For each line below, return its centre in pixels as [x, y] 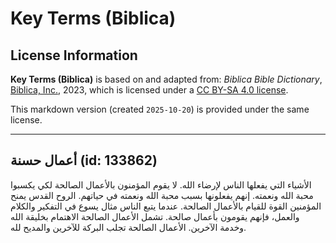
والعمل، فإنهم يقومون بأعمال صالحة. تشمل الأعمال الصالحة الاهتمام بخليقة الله [155, 216]
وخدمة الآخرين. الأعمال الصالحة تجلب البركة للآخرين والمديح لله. [128, 227]
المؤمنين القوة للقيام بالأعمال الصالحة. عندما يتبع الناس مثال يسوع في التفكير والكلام [166, 206]
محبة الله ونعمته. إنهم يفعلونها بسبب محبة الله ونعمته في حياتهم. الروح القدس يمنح [162, 195]
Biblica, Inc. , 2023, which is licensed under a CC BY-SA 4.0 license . [149, 90]
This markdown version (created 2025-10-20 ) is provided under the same [160, 109]
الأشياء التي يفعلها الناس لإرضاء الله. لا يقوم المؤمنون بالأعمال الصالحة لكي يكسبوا [161, 184]
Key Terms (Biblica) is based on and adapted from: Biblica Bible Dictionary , [166, 79]
